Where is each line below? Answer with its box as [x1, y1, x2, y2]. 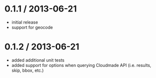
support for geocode [11, 24, 53, 30]
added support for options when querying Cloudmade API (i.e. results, [11, 62, 152, 68]
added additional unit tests [11, 57, 65, 63]
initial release [11, 19, 38, 25]
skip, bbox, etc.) [11, 67, 44, 73]
